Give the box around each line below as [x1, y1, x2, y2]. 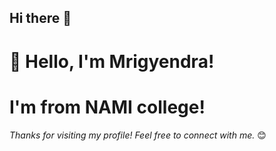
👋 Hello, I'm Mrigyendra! [9, 50, 215, 73]
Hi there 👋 [9, 10, 72, 27]
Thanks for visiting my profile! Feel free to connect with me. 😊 [9, 129, 267, 141]
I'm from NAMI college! [9, 96, 206, 118]
